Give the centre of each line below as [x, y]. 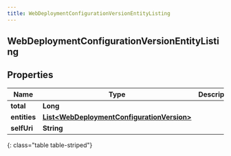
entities [23, 117]
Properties [30, 75]
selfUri [22, 128]
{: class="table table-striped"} [50, 145]
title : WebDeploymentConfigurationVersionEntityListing [89, 13]
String [53, 128]
